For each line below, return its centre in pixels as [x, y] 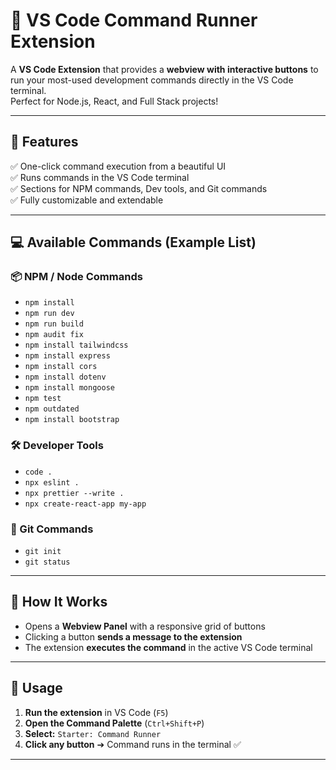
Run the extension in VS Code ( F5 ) [96, 712]
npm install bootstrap [72, 420]
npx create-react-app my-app [85, 504]
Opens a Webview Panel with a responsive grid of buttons [145, 626]
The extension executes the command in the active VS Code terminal [168, 647]
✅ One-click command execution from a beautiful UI [118, 166]
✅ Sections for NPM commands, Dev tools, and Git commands [139, 188]
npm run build [54, 324]
